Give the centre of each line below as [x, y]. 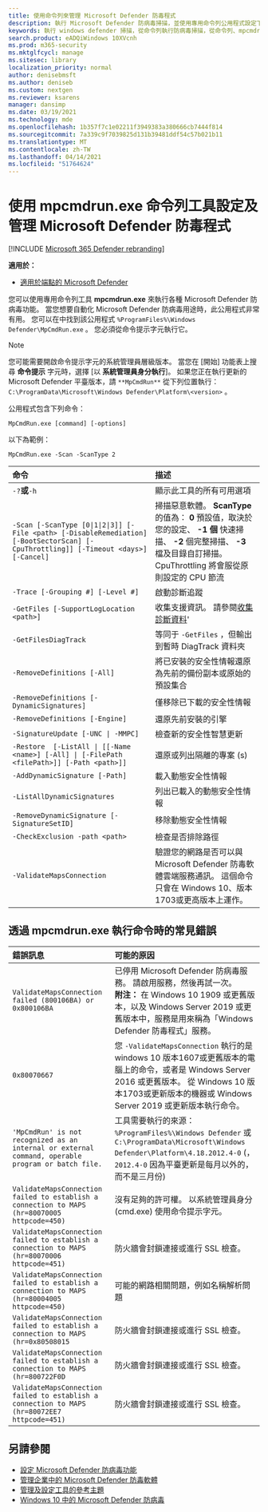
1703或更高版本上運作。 [201, 900]
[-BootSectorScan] [47, 541]
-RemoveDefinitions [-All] [63, 673]
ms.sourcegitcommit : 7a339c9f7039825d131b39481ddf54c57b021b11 [116, 134]
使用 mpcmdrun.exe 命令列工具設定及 [133, 206]
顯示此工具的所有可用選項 [203, 490]
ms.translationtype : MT [48, 142]
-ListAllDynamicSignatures [63, 797]
